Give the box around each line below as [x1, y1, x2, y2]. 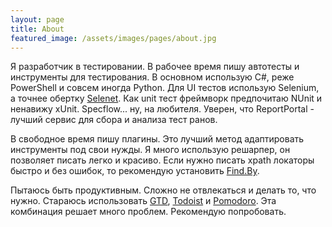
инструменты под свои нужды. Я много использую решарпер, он [10, 144, 291, 156]
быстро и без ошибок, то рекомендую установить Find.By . [10, 165, 260, 177]
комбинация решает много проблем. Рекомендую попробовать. [10, 206, 287, 218]
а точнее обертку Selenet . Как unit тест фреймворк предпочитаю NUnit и [10, 92, 323, 105]
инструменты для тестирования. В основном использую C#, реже [10, 71, 295, 83]
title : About [10, 24, 65, 34]
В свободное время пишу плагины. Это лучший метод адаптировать [10, 133, 305, 145]
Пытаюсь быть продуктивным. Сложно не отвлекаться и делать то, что [10, 184, 317, 196]
